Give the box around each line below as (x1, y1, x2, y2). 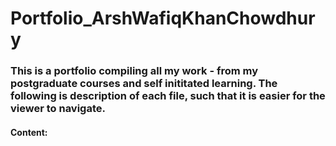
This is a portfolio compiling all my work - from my (10, 64, 259, 78)
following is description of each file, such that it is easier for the (10, 89, 326, 103)
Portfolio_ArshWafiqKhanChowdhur (10, 7, 316, 30)
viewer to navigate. (10, 102, 106, 116)
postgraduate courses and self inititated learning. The (10, 77, 278, 91)
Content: (10, 126, 48, 138)
